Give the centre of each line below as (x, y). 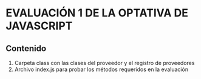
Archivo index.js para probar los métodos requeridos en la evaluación (101, 69)
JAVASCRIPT (39, 26)
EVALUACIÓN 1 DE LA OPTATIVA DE (97, 13)
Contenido (26, 48)
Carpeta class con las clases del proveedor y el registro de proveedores (104, 63)
